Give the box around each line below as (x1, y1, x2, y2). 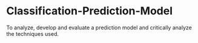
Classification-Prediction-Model (6, 4, 173, 18)
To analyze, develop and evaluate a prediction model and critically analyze (6, 24, 192, 31)
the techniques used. (6, 30, 59, 37)
